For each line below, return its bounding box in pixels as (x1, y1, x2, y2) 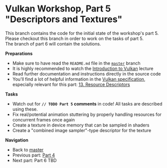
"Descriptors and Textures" (5, 13, 123, 25)
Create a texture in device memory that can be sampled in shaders (12, 122, 150, 128)
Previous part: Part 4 (12, 152, 55, 158)
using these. (12, 106, 38, 112)
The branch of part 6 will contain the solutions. (5, 40, 101, 46)
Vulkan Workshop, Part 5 (5, 3, 111, 14)
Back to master (12, 146, 44, 152)
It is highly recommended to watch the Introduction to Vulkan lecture (12, 65, 154, 71)
